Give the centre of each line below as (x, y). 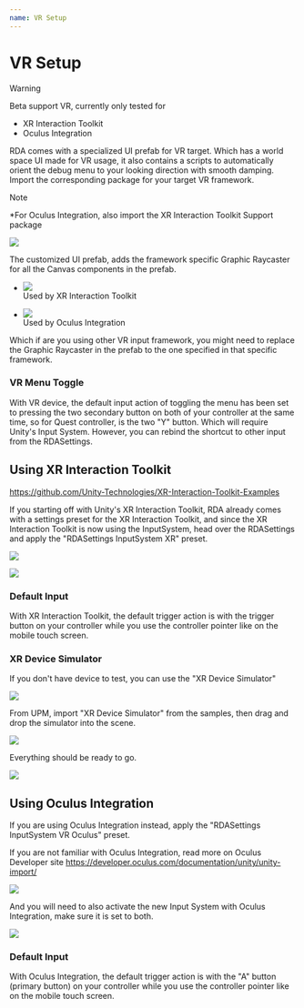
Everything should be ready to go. (73, 758)
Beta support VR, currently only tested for (88, 106)
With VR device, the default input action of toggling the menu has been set (149, 402)
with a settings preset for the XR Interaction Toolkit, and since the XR (138, 519)
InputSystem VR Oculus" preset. (70, 835)
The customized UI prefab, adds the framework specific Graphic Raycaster (150, 259)
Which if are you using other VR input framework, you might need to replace (152, 340)
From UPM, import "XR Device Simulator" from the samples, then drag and (149, 713)
